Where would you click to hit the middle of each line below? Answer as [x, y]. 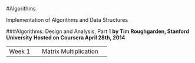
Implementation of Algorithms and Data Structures [67, 20]
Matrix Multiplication [70, 51]
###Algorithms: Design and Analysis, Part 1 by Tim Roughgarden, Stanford [98, 31]
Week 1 [20, 51]
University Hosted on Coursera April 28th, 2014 [66, 37]
